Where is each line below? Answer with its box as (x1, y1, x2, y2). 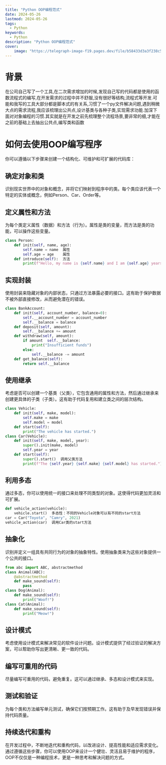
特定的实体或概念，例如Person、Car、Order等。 (5, 192, 104, 198)
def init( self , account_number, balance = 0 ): (14, 310, 107, 315)
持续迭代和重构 (5, 728, 51, 736)
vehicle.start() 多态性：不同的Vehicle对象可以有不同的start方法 (14, 511, 141, 516)
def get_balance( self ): (14, 356, 63, 361)
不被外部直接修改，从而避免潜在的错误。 (5, 296, 87, 302)
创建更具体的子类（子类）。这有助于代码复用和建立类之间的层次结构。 (5, 396, 146, 402)
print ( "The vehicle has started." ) (23, 429, 96, 434)
